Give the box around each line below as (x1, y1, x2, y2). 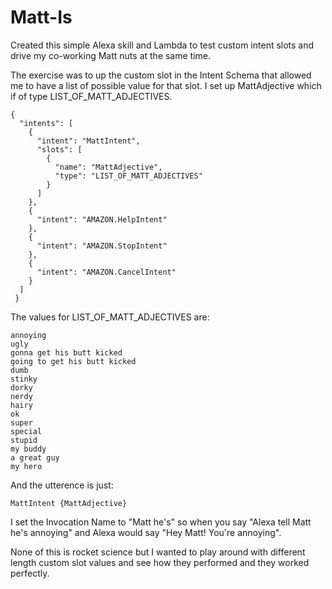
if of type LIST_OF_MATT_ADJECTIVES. (10, 90, 173, 102)
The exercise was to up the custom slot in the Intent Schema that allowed (10, 69, 312, 81)
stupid (10, 435, 38, 445)
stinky (10, 374, 38, 384)
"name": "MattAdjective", (54, 162, 163, 172)
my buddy (10, 444, 47, 454)
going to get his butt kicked (10, 356, 137, 366)
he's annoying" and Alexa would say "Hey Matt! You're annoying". (10, 526, 282, 538)
